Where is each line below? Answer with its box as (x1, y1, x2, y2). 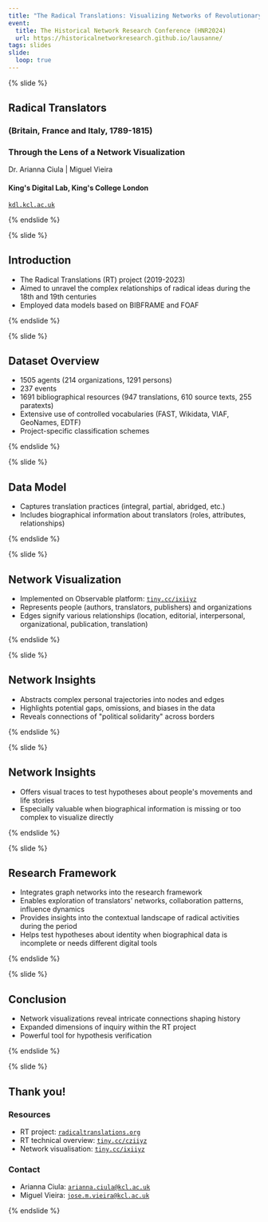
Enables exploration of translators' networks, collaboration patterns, (19, 896, 244, 906)
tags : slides (8, 42, 52, 50)
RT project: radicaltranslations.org (19, 1127, 141, 1137)
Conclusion (8, 992, 67, 1006)
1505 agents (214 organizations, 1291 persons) (19, 375, 173, 385)
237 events (19, 384, 57, 394)
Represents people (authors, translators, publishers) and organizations (19, 602, 253, 612)
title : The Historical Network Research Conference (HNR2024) (15, 26, 227, 34)
